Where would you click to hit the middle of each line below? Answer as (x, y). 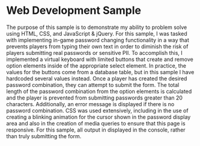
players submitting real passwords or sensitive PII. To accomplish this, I (95, 52)
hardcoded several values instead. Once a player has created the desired (97, 78)
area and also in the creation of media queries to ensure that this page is (96, 123)
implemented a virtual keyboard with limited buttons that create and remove (100, 59)
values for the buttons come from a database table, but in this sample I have (100, 72)
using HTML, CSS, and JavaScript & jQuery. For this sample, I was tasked (97, 33)
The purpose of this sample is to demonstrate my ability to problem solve (97, 27)
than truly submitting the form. (44, 136)
